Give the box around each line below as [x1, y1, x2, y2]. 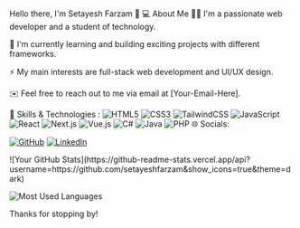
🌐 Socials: [191, 119, 230, 129]
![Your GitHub [9, 154, 61, 165]
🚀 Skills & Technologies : [9, 109, 101, 119]
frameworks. [9, 49, 57, 59]
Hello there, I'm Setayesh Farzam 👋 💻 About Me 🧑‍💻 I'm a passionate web [9, 8, 283, 19]
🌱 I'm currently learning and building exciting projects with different [9, 39, 260, 49]
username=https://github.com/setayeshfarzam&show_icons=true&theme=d [9, 164, 291, 175]
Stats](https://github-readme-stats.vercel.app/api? [61, 154, 251, 165]
